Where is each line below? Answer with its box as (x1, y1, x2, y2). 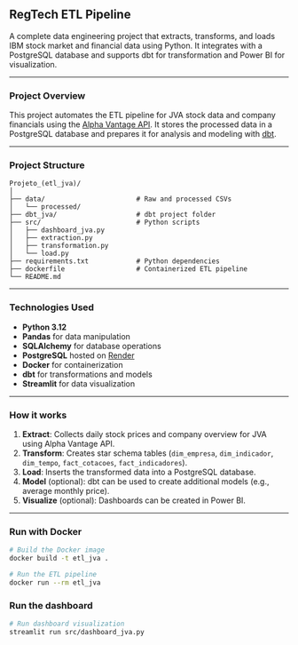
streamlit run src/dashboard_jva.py (9, 627, 145, 636)
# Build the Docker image (9, 545, 105, 554)
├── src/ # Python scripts (9, 218, 200, 227)
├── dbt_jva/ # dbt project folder (9, 211, 216, 219)
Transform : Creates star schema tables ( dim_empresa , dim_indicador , (21, 448, 274, 458)
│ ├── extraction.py (9, 234, 93, 243)
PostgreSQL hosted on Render (21, 350, 135, 361)
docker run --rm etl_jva (9, 577, 101, 587)
